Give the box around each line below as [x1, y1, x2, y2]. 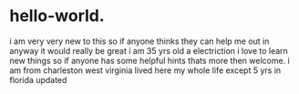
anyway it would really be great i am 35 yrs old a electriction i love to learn [9, 45, 289, 56]
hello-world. [9, 5, 105, 26]
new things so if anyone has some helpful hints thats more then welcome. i [9, 55, 290, 66]
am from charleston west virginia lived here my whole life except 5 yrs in [9, 65, 282, 76]
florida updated [9, 74, 67, 85]
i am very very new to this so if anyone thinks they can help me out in [9, 36, 270, 47]
